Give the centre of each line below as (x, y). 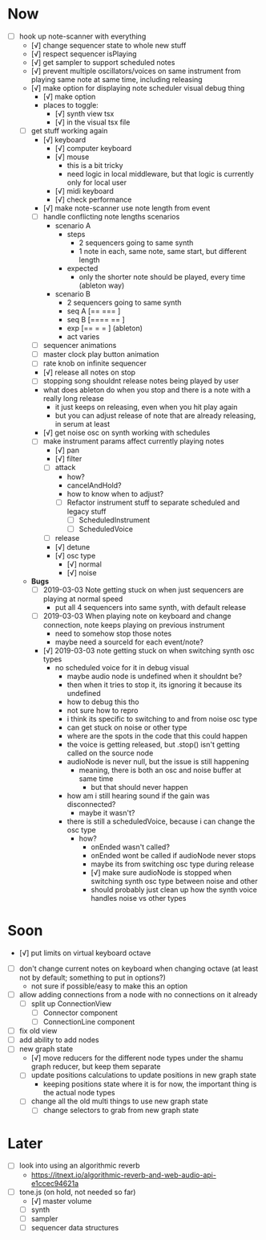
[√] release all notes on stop (89, 372)
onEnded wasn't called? (130, 847)
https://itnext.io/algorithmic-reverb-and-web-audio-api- (124, 1175)
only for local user (97, 182)
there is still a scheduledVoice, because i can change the (161, 821)
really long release (74, 399)
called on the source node (110, 753)
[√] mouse (72, 157)
